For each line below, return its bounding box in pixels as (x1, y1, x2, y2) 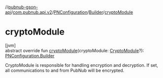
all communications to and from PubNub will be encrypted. (5, 67, 125, 73)
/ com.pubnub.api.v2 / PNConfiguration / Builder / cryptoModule (11, 9, 133, 15)
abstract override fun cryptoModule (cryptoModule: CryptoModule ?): (5, 47, 144, 53)
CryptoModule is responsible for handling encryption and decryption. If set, (5, 62, 159, 68)
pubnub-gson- (8, 4, 38, 10)
